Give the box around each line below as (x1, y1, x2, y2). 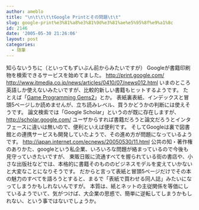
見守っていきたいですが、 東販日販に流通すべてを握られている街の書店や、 (6, 153, 188, 160)
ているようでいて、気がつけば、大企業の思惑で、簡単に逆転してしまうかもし (6, 190, 192, 197)
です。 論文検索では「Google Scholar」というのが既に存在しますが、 (11, 108, 179, 115)
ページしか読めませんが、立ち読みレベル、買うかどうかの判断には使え (14, 101, 185, 108)
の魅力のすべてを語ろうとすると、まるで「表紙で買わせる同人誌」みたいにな (6, 175, 192, 182)
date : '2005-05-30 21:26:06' (6, 31, 78, 37)
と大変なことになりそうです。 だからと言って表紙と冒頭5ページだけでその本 (6, 167, 191, 175)
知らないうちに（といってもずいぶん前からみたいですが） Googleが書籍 (6, 64, 181, 71)
